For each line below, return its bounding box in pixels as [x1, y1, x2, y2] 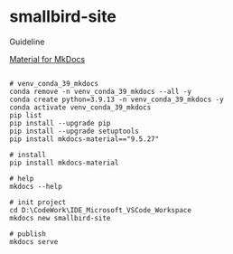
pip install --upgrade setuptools [9, 127, 140, 136]
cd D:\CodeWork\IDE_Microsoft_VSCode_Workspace [9, 205, 192, 214]
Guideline [9, 36, 45, 47]
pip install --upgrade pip [9, 118, 111, 127]
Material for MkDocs [9, 53, 86, 64]
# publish [9, 229, 47, 239]
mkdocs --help [9, 182, 63, 191]
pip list [9, 110, 42, 119]
